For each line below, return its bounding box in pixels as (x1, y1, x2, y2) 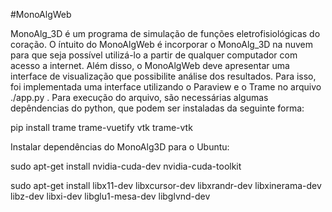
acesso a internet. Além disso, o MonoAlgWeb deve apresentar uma (10, 60, 290, 71)
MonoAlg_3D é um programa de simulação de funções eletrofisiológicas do (10, 28, 321, 39)
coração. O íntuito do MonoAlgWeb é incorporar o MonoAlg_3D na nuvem (10, 39, 313, 50)
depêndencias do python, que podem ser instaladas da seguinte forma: (10, 102, 305, 114)
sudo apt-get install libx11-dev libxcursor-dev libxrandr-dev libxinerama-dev (10, 180, 322, 191)
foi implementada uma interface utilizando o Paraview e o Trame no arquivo (10, 81, 322, 93)
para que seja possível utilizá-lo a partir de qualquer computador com (10, 49, 298, 61)
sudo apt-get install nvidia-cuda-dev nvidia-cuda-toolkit (10, 160, 242, 172)
